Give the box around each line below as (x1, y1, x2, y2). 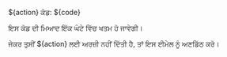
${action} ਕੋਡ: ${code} (8, 8, 81, 17)
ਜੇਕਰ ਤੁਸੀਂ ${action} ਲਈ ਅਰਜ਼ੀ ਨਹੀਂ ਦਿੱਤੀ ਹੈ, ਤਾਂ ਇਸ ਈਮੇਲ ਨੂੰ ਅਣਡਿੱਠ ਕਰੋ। (8, 40, 220, 48)
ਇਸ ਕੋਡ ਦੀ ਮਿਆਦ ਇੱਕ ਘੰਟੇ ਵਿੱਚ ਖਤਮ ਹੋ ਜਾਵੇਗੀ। (8, 24, 144, 32)
